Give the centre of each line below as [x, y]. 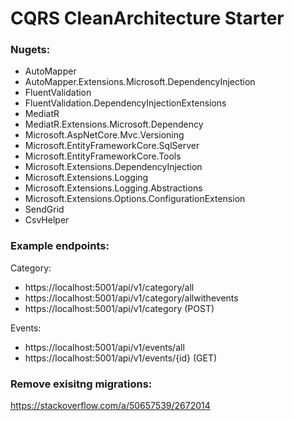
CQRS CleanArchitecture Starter [147, 18]
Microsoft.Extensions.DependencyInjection [113, 167]
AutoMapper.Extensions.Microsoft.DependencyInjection [140, 82]
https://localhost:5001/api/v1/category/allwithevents [131, 298]
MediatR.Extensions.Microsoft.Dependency [114, 124]
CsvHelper [47, 220]
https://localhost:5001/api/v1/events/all [104, 347]
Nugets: [30, 50]
